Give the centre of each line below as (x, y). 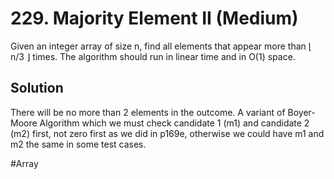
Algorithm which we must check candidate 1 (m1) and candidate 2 (174, 123)
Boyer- (301, 112)
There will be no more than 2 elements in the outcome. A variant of (148, 112)
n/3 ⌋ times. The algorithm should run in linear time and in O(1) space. (153, 56)
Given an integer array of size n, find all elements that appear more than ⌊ (161, 46)
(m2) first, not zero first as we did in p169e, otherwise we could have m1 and (167, 133)
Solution (37, 88)
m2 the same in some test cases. (78, 144)
